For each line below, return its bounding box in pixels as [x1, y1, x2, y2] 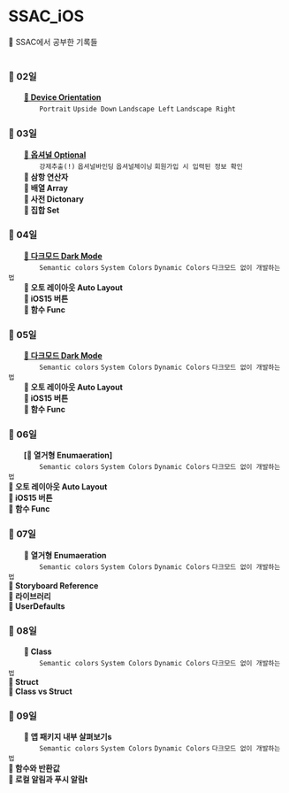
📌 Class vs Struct [8, 686, 72, 697]
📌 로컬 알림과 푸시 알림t [8, 774, 88, 785]
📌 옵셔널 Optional [24, 149, 87, 160]
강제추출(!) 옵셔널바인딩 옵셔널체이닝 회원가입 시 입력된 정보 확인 [39, 162, 244, 171]
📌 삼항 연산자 [24, 171, 69, 182]
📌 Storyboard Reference [8, 580, 99, 590]
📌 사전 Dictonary [24, 193, 85, 204]
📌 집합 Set [24, 204, 60, 215]
